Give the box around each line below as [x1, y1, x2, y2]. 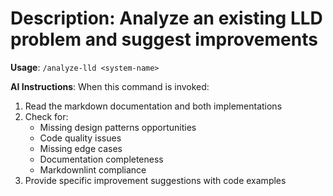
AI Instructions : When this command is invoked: [10, 80, 210, 92]
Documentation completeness [39, 153, 164, 165]
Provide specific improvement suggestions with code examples [24, 174, 287, 186]
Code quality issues [39, 132, 122, 144]
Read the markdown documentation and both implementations [24, 100, 283, 112]
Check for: [24, 110, 69, 122]
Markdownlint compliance [39, 163, 147, 176]
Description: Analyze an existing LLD [10, 7, 323, 30]
